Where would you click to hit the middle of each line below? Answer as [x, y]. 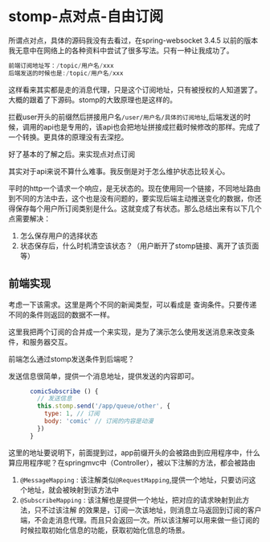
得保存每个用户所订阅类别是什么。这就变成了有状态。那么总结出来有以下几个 [135, 208]
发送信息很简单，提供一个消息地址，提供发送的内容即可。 [103, 376]
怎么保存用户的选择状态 [59, 235]
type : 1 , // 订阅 [72, 414]
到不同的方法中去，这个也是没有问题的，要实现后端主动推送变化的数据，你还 [135, 198]
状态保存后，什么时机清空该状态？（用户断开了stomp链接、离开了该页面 [139, 246]
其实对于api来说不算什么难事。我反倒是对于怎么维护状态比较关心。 [119, 171]
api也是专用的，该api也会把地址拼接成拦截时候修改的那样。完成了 [152, 126]
